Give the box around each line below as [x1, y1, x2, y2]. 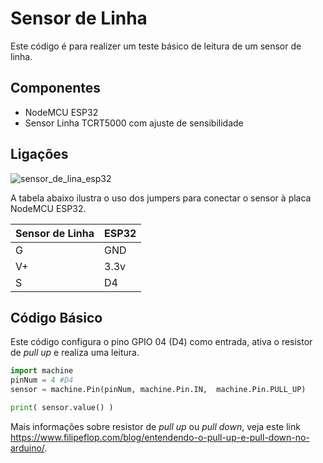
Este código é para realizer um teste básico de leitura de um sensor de [10, 40, 302, 52]
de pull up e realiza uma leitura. [10, 347, 140, 359]
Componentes [10, 80, 102, 97]
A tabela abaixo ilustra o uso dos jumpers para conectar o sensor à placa [10, 192, 312, 204]
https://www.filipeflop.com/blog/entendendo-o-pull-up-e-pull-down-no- [10, 431, 310, 443]
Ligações [10, 146, 69, 163]
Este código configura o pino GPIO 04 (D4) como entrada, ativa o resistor [10, 336, 313, 348]
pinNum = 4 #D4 [10, 375, 74, 386]
